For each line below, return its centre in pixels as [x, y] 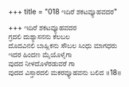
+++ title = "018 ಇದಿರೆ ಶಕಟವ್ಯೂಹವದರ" [63, 12]
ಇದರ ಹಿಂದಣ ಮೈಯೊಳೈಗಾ [40, 54]
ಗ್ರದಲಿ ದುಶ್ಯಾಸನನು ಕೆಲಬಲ [39, 36]
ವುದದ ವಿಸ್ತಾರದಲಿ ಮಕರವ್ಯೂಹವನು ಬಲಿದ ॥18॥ [65, 72]
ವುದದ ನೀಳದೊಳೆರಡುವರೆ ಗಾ [42, 63]
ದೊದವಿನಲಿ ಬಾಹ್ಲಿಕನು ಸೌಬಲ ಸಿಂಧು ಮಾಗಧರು [63, 45]
